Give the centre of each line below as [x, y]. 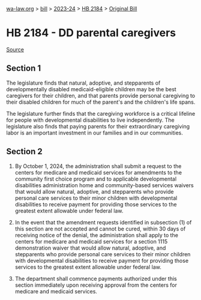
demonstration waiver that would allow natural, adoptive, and [90, 248]
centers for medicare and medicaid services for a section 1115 [91, 241]
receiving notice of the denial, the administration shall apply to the [97, 235]
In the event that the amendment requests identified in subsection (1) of [103, 222]
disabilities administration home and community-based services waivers [104, 185]
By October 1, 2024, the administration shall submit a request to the [98, 166]
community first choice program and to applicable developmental [96, 179]
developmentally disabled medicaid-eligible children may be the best [91, 89]
